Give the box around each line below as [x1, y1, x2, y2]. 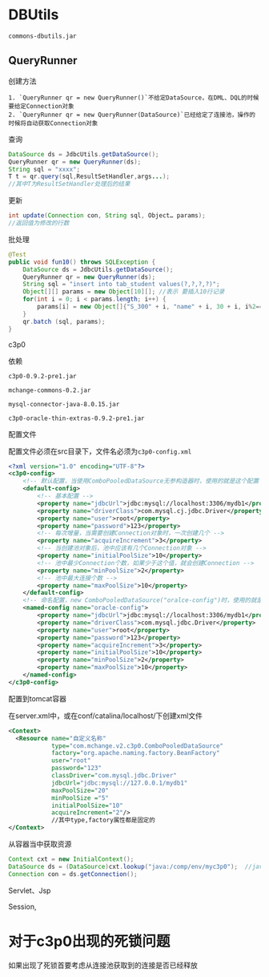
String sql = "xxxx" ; [8, 165, 81, 173]
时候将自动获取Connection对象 [8, 119, 98, 127]
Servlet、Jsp [8, 886, 51, 895]
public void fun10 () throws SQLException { [8, 258, 156, 266]
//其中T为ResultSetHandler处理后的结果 [8, 180, 130, 188]
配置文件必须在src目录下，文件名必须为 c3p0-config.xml [8, 446, 192, 456]
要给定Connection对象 [8, 102, 74, 110]
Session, [8, 902, 38, 911]
